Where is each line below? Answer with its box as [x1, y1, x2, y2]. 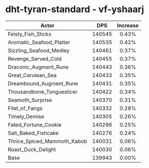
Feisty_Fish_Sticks [8, 30, 52, 38]
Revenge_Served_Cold [8, 55, 62, 62]
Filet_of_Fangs [8, 105, 42, 112]
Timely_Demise [8, 113, 44, 120]
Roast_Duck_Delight [8, 146, 56, 153]
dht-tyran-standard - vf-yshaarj [5, 4, 144, 15]
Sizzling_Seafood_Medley [8, 47, 70, 54]
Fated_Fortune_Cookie [8, 121, 62, 128]
